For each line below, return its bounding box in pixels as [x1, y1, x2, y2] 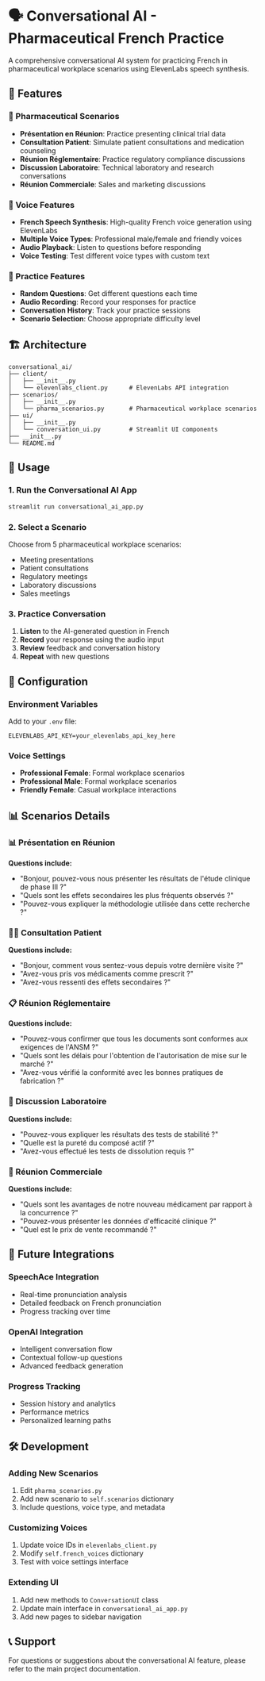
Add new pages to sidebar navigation [19, 1612, 143, 1622]
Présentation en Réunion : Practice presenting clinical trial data [19, 129, 226, 138]
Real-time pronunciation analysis [19, 1289, 128, 1299]
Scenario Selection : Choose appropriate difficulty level [19, 314, 201, 324]
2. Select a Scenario [8, 521, 87, 532]
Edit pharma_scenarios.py [19, 1486, 102, 1495]
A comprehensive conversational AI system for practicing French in [8, 56, 229, 65]
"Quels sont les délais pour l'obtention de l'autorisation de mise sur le [19, 1051, 248, 1061]
